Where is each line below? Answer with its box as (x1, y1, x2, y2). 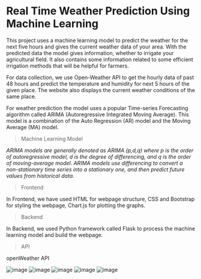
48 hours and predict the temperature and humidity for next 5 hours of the (6, 80, 190, 87)
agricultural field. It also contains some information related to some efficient (6, 56, 194, 63)
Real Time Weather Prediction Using (6, 4, 190, 18)
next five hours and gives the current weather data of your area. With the (6, 43, 187, 50)
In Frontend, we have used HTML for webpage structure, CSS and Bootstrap (6, 195, 195, 202)
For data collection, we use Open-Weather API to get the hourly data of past (6, 74, 194, 81)
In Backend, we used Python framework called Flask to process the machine (6, 225, 196, 232)
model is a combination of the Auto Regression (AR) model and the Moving (6, 117, 191, 124)
